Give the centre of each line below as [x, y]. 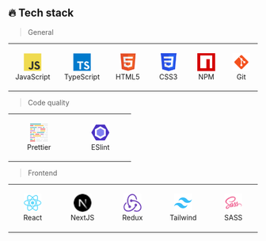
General [40, 32]
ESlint [100, 147]
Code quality [48, 103]
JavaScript [33, 77]
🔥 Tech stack [41, 13]
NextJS [82, 218]
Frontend [42, 173]
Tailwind [183, 218]
